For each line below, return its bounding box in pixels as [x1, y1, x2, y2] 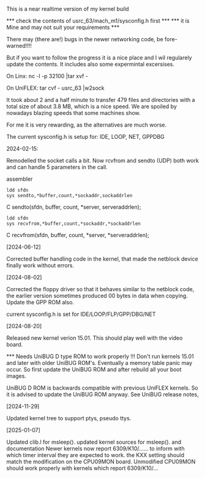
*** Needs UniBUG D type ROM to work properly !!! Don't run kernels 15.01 [6, 353, 194, 360]
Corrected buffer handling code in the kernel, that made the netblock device [6, 255, 198, 262]
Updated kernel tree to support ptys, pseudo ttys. [6, 415, 132, 421]
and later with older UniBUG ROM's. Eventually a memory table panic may [6, 359, 193, 366]
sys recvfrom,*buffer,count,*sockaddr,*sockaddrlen [6, 221, 141, 227]
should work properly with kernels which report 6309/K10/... [6, 464, 158, 472]
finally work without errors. [6, 262, 75, 269]
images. [6, 372, 26, 380]
